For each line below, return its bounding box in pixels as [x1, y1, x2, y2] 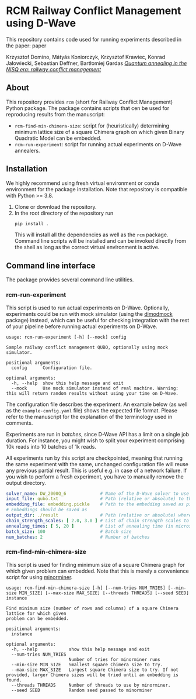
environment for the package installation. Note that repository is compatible [6, 185, 188, 192]
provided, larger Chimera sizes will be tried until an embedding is [6, 672, 179, 678]
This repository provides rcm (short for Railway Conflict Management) [6, 98, 173, 105]
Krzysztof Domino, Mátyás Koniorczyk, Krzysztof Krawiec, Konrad [6, 53, 166, 60]
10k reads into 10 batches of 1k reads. [6, 443, 96, 450]
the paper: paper [6, 42, 47, 49]
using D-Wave [6, 16, 76, 30]
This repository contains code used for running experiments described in [6, 36, 182, 43]
